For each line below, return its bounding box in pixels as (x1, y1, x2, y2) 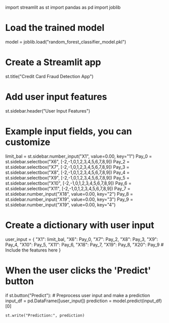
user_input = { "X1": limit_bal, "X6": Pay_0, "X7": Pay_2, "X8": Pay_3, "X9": (5, 236, 158, 242)
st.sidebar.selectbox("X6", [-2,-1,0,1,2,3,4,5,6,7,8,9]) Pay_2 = (5, 158, 130, 164)
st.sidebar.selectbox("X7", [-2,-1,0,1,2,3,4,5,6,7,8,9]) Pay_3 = (5, 164, 130, 170)
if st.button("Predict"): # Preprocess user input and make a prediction (5, 292, 150, 298)
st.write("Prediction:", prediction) (5, 313, 85, 318)
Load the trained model (5, 22, 105, 33)
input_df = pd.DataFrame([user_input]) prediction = (5, 298, 112, 304)
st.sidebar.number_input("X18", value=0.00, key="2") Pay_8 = (5, 191, 133, 197)
